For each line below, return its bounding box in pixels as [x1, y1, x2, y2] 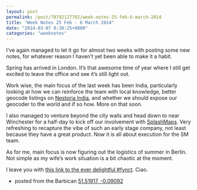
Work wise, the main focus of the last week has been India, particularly [6, 82, 178, 89]
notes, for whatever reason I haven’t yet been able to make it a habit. [6, 53, 172, 60]
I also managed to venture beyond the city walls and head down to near [6, 112, 180, 119]
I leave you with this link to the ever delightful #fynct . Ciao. [6, 166, 148, 174]
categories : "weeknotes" [6, 31, 67, 36]
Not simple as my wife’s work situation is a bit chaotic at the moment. [6, 155, 173, 162]
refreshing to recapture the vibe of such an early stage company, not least [6, 125, 186, 132]
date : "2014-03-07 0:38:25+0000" [6, 25, 88, 31]
